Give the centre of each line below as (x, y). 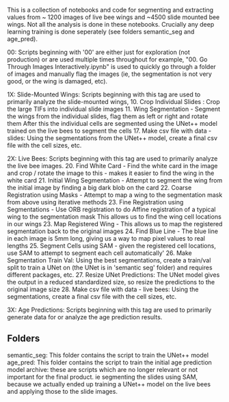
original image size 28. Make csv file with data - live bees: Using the (103, 289)
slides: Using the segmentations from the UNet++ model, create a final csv (112, 138)
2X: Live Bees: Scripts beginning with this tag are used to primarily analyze (112, 159)
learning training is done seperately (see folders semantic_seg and (101, 31)
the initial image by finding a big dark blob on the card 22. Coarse (99, 188)
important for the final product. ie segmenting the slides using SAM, (103, 377)
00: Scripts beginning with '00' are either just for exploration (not (98, 52)
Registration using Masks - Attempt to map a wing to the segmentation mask (115, 195)
